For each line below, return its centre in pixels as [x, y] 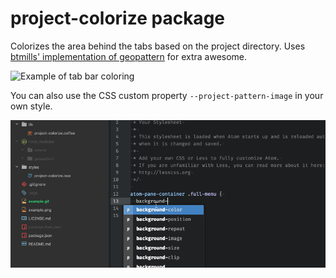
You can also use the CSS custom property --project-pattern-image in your [167, 95]
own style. [31, 106]
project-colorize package [117, 18]
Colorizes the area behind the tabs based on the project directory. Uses [158, 46]
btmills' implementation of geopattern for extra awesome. [129, 56]
